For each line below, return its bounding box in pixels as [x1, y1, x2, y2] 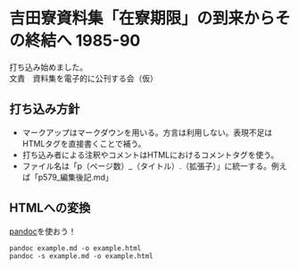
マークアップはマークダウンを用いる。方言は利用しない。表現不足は [21, 127, 273, 138]
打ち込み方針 [9, 102, 80, 117]
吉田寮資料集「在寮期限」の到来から [9, 8, 276, 29]
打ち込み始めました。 [9, 62, 87, 72]
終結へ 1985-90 [25, 30, 141, 51]
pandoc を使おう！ [9, 225, 77, 237]
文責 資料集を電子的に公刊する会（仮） [9, 72, 158, 83]
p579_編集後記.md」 [37, 172, 113, 182]
